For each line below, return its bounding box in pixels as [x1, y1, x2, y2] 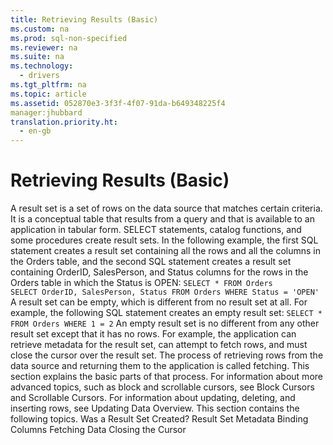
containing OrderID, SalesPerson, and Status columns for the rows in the [10, 266, 309, 278]
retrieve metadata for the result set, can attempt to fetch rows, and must [10, 339, 308, 351]
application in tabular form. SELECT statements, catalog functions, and [10, 224, 302, 236]
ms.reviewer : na [10, 42, 78, 53]
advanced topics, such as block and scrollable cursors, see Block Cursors [10, 381, 315, 393]
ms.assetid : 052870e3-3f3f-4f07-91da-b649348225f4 [10, 98, 226, 108]
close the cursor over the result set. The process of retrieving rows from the [10, 349, 324, 361]
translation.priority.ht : [10, 117, 118, 127]
